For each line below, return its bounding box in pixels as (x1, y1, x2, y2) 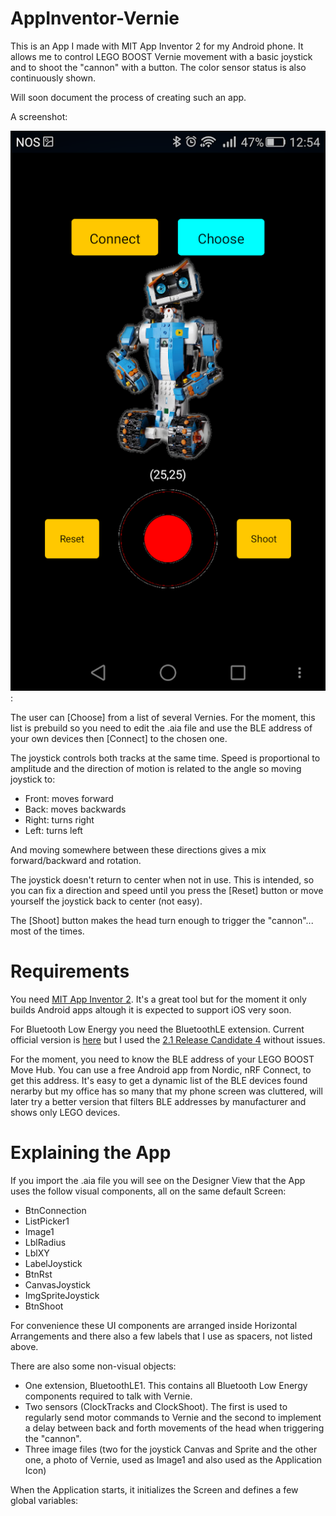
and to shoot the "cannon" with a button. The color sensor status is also (10, 61, 307, 73)
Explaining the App (10, 1141, 172, 1164)
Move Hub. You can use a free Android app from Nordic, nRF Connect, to (10, 1063, 312, 1076)
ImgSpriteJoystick (24, 1289, 100, 1301)
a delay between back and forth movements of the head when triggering (24, 1422, 325, 1434)
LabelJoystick (24, 1257, 83, 1269)
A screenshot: (10, 110, 68, 122)
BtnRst (24, 1268, 53, 1280)
